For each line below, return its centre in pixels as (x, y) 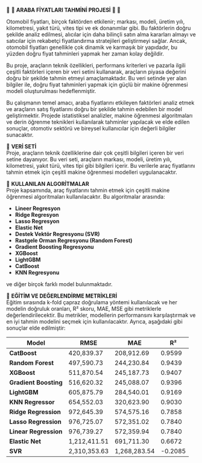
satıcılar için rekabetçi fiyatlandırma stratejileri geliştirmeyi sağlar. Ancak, (96, 41)
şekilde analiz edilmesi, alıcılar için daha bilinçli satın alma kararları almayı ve (101, 34)
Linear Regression (36, 431)
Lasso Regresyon (37, 221)
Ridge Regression (35, 412)
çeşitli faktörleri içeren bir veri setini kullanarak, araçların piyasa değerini (96, 72)
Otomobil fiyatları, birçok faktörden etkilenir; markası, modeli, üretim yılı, (96, 21)
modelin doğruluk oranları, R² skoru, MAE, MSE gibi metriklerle (84, 309)
